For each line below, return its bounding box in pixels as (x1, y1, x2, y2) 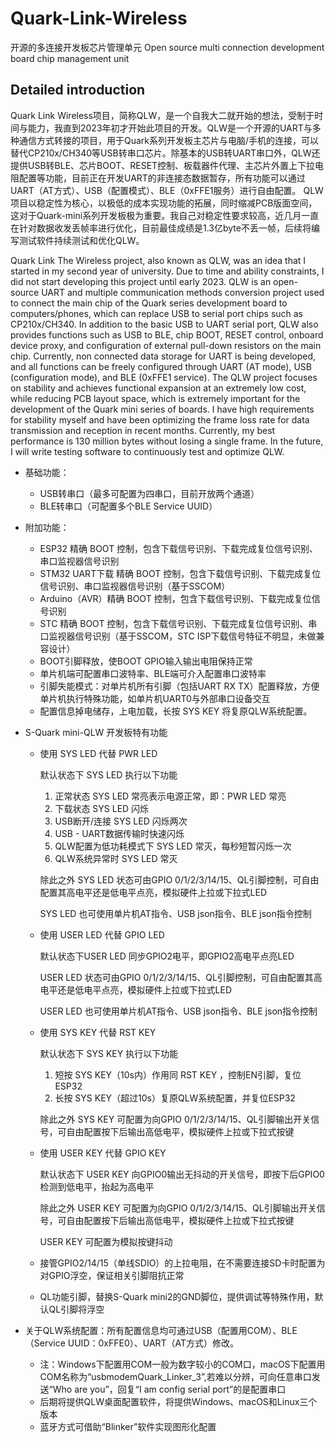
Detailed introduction (10, 82, 146, 99)
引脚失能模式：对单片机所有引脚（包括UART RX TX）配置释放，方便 (39, 680, 320, 692)
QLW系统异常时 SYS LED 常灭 (54, 852, 178, 864)
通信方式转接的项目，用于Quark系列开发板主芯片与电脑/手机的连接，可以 (18, 134, 320, 146)
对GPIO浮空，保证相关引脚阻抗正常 (39, 1269, 185, 1281)
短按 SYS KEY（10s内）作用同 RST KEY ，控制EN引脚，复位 (54, 1068, 302, 1081)
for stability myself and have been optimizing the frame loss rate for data (10, 413, 310, 426)
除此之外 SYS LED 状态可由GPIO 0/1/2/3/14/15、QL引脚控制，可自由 (39, 873, 320, 886)
